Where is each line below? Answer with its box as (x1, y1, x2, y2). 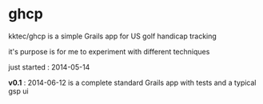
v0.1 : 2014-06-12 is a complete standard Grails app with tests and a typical (8, 78, 257, 87)
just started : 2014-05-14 (8, 62, 90, 72)
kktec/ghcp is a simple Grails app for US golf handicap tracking (8, 31, 217, 41)
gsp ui (8, 86, 30, 96)
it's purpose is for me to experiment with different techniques (8, 46, 210, 56)
